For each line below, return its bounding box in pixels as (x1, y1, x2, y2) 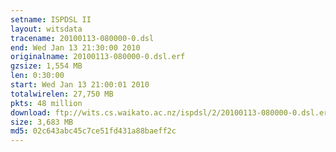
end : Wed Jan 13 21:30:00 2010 (10, 42, 141, 53)
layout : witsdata (10, 24, 83, 34)
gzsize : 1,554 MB (10, 61, 83, 71)
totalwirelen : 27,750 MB (10, 89, 114, 99)
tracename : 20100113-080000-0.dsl (10, 33, 155, 43)
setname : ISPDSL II (10, 14, 92, 25)
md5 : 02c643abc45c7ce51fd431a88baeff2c (10, 126, 177, 136)
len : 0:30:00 (10, 71, 65, 81)
